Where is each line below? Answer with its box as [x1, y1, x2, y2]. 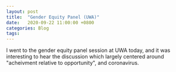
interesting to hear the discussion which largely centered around [6, 53, 165, 60]
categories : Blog [6, 25, 49, 31]
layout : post [6, 8, 39, 15]
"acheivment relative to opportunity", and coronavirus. [6, 60, 139, 67]
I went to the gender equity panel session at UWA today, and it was [6, 47, 171, 54]
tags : [6, 31, 20, 37]
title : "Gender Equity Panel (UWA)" [6, 14, 100, 20]
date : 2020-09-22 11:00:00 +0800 [6, 19, 95, 25]
